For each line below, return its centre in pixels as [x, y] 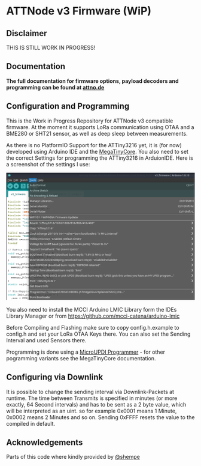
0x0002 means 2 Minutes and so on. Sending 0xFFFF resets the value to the [100, 417]
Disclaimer [27, 33]
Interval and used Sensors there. [46, 340]
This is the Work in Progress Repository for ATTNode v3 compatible [90, 121]
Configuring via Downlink [55, 377]
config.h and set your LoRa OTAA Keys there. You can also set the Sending [98, 334]
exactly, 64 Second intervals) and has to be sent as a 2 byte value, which [96, 404]
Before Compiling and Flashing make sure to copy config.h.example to [93, 327]
